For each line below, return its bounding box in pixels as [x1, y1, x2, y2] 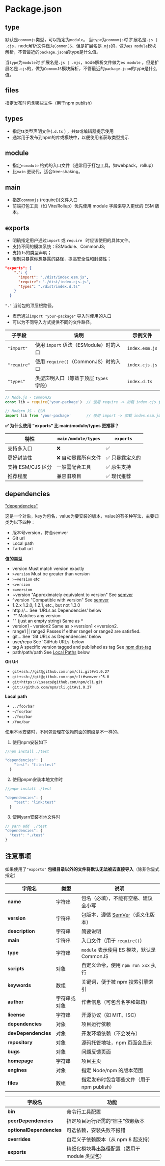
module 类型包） [66, 1152, 105, 1159]
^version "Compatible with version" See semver [12, 597, 109, 603]
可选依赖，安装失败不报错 [66, 1127, 126, 1134]
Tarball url [12, 545, 33, 551]
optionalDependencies [7, 1126, 62, 1133]
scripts [7, 965, 25, 972]
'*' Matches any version [12, 612, 61, 618]
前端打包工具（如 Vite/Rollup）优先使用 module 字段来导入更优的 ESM [12, 203, 154, 209]
